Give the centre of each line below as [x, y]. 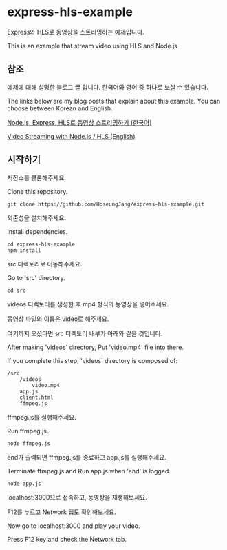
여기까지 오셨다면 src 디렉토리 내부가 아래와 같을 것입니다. [85, 333]
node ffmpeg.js [29, 443]
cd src [17, 291]
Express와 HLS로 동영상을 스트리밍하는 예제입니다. [76, 32]
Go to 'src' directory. [36, 277]
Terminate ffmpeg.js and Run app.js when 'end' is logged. [89, 471]
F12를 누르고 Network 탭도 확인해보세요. [62, 512]
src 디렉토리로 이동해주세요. [45, 264]
